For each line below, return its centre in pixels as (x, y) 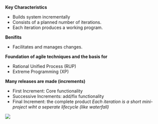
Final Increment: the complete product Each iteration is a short (77, 101)
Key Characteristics (26, 7)
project (20, 107)
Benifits (13, 37)
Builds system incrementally (41, 17)
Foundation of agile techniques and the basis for (56, 56)
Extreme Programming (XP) (40, 71)
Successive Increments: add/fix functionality (58, 96)
